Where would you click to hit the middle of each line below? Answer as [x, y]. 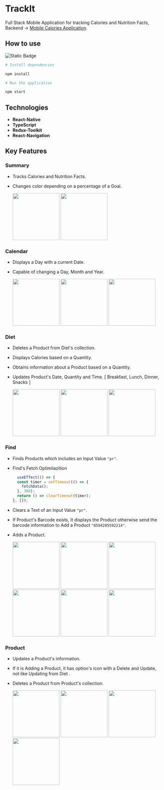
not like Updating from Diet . [41, 674]
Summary [17, 166]
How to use [23, 44]
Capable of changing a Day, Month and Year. [58, 272]
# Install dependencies [30, 65]
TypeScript [24, 125]
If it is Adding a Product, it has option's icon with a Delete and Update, [84, 668]
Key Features [26, 151]
